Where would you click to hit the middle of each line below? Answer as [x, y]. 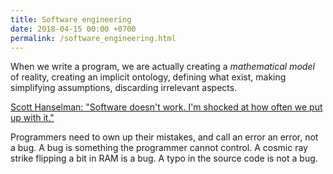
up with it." [32, 118]
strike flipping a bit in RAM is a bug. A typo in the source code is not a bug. [164, 158]
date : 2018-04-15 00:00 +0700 [73, 29]
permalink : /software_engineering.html [93, 38]
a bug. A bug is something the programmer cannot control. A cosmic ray [159, 148]
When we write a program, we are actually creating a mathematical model [162, 67]
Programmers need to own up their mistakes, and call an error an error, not [164, 137]
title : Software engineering [71, 19]
